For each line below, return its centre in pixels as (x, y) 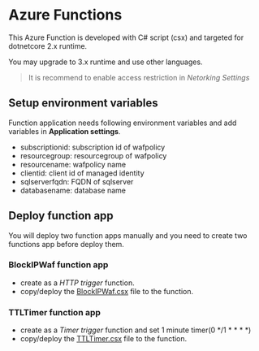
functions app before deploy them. (66, 244)
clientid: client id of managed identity (82, 173)
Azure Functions (65, 15)
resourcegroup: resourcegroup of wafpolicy (93, 155)
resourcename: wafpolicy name (73, 164)
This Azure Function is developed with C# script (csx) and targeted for (126, 37)
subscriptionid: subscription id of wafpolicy (93, 147)
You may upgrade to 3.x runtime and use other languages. (106, 62)
